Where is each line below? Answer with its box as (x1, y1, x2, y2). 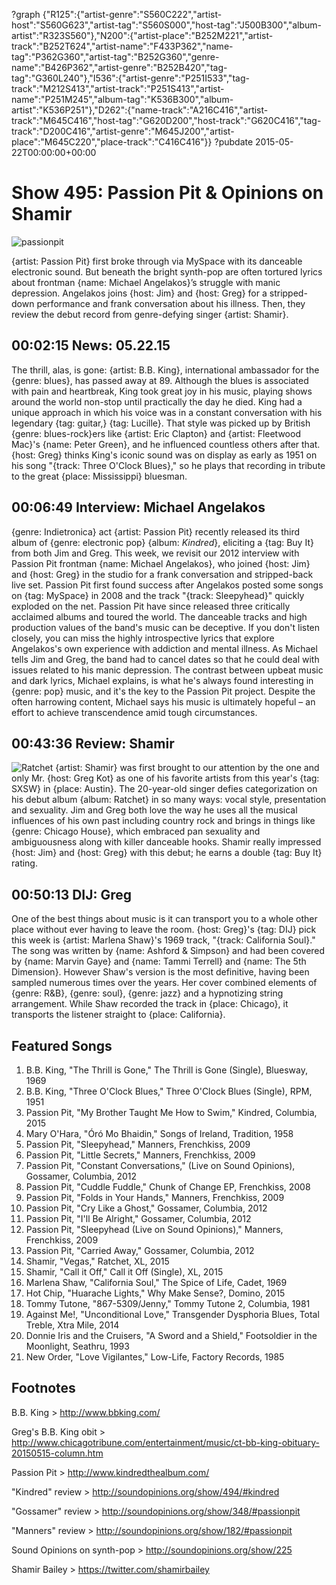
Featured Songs (11, 1037, 113, 1054)
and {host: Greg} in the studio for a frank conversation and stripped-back (11, 568, 314, 580)
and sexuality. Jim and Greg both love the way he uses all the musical (11, 804, 298, 816)
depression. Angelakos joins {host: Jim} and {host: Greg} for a (11, 287, 268, 299)
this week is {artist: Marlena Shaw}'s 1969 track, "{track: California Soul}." (11, 934, 316, 946)
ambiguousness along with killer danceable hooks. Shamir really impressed (11, 836, 322, 848)
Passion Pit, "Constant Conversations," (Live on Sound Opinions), (25, 1160, 296, 1171)
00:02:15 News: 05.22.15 (11, 337, 171, 354)
